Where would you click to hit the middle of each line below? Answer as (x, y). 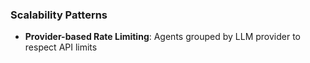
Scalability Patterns (59, 15)
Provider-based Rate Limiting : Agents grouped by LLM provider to (162, 37)
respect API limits (61, 47)
